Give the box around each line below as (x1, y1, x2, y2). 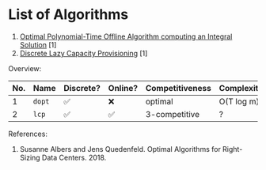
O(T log (218, 96, 248, 107)
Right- (222, 144, 243, 153)
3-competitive (145, 108, 200, 119)
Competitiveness (145, 82, 211, 93)
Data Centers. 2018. (42, 153, 107, 162)
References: (8, 129, 47, 138)
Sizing (19, 153, 41, 162)
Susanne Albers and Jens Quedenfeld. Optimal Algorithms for (19, 144, 222, 153)
